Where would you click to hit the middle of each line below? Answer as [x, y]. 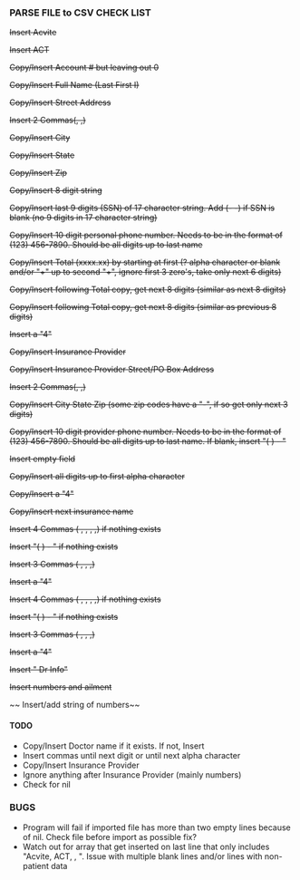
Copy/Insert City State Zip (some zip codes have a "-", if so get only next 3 [149, 404]
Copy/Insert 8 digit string [56, 190]
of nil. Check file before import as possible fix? [110, 836]
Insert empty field [42, 459]
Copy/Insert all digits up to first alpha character [97, 477]
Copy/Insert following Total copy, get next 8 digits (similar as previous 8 [143, 307]
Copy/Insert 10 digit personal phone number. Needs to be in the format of [146, 235]
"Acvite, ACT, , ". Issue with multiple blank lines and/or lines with [142, 856]
